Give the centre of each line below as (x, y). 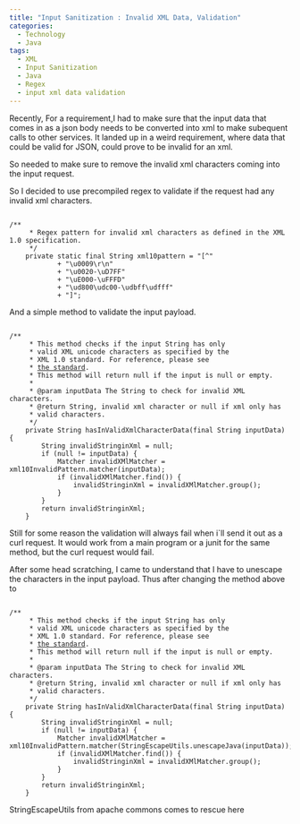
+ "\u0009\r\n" (85, 264)
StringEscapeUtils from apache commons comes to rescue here (127, 809)
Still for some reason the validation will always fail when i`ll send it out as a (146, 533)
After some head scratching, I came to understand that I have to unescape (146, 569)
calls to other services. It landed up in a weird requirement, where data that (147, 137)
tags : (19, 51)
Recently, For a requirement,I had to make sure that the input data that (138, 118)
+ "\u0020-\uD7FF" (91, 271)
